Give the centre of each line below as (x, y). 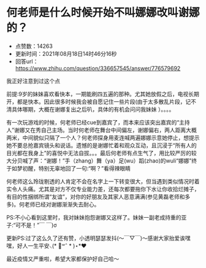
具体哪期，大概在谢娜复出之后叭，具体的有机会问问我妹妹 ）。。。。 (93, 109)
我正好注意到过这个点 (33, 81)
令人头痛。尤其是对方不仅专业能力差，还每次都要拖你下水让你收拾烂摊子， (105, 189)
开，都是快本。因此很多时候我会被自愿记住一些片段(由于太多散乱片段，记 (99, 101)
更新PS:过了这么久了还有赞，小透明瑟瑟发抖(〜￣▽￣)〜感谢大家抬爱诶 (96, 238)
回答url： (27, 61)
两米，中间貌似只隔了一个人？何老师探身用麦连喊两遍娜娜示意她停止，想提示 (103, 137)
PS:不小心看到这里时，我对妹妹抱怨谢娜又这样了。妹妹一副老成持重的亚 (97, 217)
